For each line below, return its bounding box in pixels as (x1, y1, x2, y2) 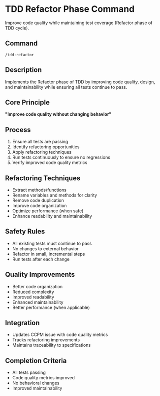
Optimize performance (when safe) (12, 208, 84, 214)
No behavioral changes (12, 380, 60, 386)
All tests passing (12, 369, 46, 375)
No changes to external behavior (12, 245, 79, 252)
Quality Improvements (5, 270, 75, 279)
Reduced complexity (12, 289, 54, 295)
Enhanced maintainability (12, 299, 64, 305)
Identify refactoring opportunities (12, 144, 80, 150)
